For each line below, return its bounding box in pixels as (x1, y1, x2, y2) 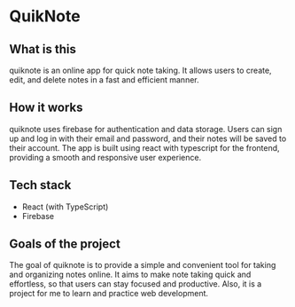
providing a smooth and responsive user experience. (9, 152, 202, 162)
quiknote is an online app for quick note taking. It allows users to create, (9, 65, 272, 75)
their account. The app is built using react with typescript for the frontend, (9, 142, 281, 153)
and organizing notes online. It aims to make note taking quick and (9, 269, 252, 280)
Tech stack (9, 177, 72, 193)
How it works (9, 100, 83, 115)
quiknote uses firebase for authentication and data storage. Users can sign (9, 123, 283, 134)
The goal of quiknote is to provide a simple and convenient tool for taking (9, 260, 276, 271)
